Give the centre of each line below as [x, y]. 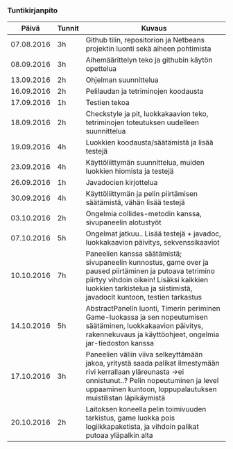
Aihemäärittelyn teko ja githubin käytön [149, 60]
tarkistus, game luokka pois [130, 418]
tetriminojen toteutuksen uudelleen [143, 122]
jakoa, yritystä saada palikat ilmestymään [153, 364]
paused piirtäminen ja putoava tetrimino [150, 271]
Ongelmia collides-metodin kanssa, [144, 214]
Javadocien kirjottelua [122, 183]
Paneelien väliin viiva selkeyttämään [144, 354]
